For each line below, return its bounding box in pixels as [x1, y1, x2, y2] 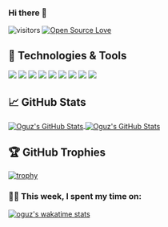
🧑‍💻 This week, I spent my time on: [8, 191, 142, 202]
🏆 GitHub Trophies [8, 145, 106, 159]
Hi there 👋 [8, 7, 48, 18]
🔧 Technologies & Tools [8, 48, 127, 63]
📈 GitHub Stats [8, 95, 86, 109]
